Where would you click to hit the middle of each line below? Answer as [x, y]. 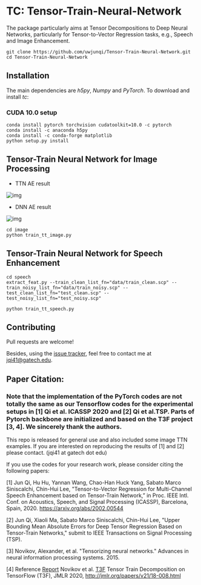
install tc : [18, 97]
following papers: [28, 471]
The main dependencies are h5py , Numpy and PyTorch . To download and [98, 90]
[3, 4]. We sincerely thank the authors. [64, 426]
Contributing [31, 327]
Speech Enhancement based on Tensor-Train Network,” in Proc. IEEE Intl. [97, 495]
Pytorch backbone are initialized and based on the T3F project [100, 419]
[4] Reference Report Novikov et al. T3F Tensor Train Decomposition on [96, 569]
